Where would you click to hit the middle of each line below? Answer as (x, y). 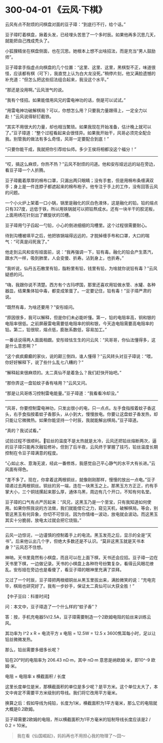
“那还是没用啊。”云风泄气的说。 (36, 90)
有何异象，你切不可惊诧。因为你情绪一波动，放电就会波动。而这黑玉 (90, 514)
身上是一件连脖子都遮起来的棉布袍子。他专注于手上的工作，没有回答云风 (86, 186)
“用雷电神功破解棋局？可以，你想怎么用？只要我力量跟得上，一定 (70, 110)
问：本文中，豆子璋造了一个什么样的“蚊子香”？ (52, 606)
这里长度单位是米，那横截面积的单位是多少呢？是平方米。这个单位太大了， (79, 686)
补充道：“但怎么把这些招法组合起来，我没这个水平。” (57, 79)
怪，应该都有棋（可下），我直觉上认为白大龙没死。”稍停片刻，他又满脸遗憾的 (81, 73)
